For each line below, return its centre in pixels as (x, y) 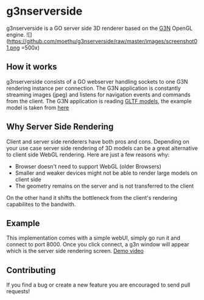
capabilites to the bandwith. (41, 204)
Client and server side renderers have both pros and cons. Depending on (98, 141)
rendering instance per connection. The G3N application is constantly (94, 88)
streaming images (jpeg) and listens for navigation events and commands (98, 94)
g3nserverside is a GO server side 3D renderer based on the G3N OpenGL (100, 28)
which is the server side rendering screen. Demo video (75, 251)
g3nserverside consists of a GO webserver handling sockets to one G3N (97, 81)
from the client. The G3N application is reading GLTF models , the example (99, 101)
